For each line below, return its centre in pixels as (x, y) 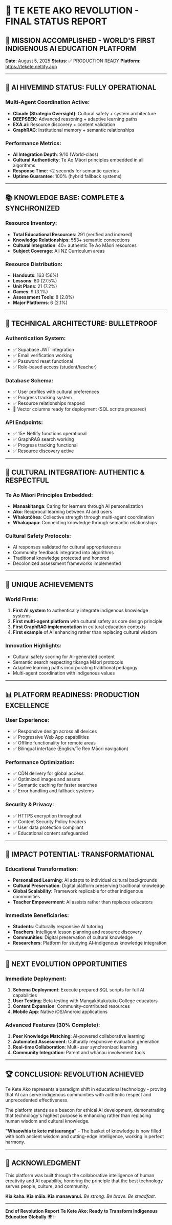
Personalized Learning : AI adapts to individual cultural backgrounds (85, 880)
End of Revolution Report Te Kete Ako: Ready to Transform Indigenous (81, 1211)
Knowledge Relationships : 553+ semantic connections (71, 240)
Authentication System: (36, 338)
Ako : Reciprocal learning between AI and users (62, 511)
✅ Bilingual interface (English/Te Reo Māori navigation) (71, 749)
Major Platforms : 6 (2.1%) (40, 303)
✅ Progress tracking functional (45, 445)
